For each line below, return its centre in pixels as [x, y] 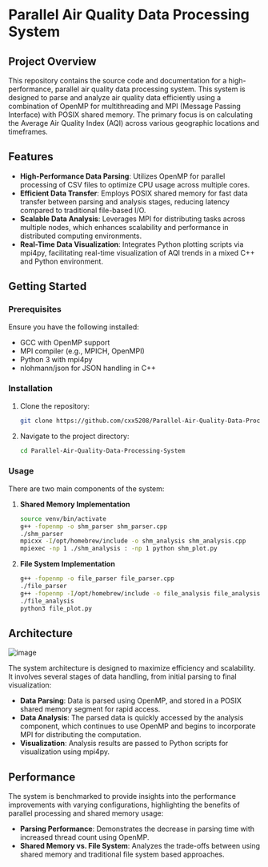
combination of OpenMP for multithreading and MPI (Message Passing [125, 106]
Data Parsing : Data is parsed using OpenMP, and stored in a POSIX [131, 701]
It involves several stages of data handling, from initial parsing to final [123, 677]
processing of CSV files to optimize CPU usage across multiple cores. [135, 184]
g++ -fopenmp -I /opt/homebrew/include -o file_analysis [115, 593]
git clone [36, 421]
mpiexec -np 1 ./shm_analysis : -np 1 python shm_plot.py [118, 549]
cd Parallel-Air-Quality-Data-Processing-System [102, 450]
